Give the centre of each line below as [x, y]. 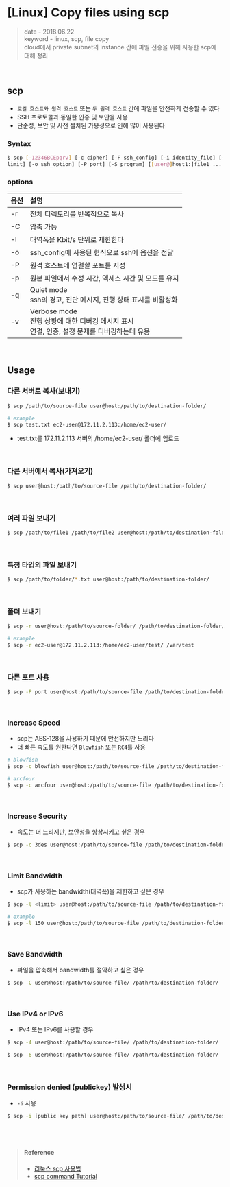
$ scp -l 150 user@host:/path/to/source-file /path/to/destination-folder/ [117, 924]
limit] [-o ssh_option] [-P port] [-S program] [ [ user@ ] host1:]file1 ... [115, 164]
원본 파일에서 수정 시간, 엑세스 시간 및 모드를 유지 [104, 278]
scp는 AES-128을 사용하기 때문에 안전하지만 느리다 [85, 739]
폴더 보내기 [24, 612]
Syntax [19, 143]
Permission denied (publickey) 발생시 [69, 1087]
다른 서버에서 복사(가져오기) [50, 471]
